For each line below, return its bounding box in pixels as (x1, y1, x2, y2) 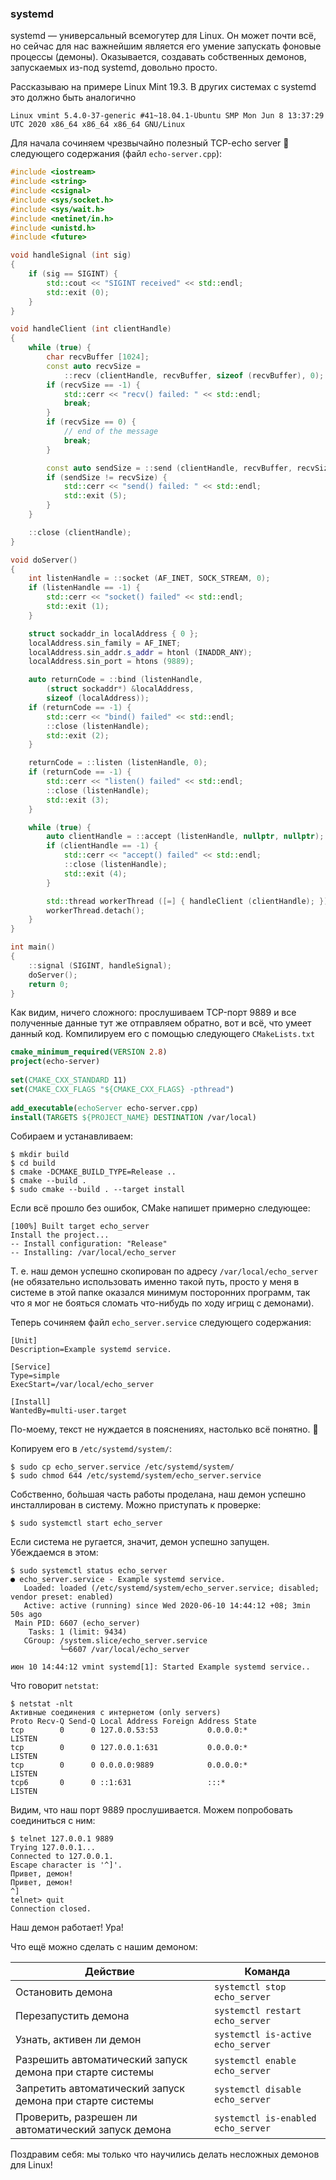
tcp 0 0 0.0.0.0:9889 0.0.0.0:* (10, 1760, 248, 1771)
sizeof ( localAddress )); (46, 693, 150, 704)
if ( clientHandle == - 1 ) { (46, 841, 159, 851)
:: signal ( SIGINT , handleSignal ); (28, 960, 172, 971)
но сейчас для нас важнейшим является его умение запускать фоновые (10, 40, 322, 52)
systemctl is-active (213, 2029, 312, 2041)
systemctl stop (213, 1982, 287, 1993)
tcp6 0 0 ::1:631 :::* (10, 1778, 226, 1788)
